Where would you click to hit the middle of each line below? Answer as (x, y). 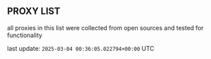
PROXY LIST (34, 11)
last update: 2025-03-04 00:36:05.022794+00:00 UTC (81, 48)
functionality (25, 35)
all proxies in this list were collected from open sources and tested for (105, 27)
